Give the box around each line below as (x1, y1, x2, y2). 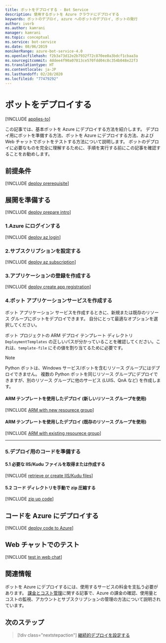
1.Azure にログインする (5, 222, 61, 229)
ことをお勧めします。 (9, 151, 53, 157)
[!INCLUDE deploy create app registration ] (5, 284, 91, 290)
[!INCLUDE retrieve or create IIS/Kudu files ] (5, 473, 93, 479)
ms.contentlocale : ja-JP (5, 67, 56, 72)
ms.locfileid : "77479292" (5, 76, 58, 81)
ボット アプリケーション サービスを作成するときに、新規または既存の (5, 309, 146, 315)
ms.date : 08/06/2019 (5, 44, 48, 49)
